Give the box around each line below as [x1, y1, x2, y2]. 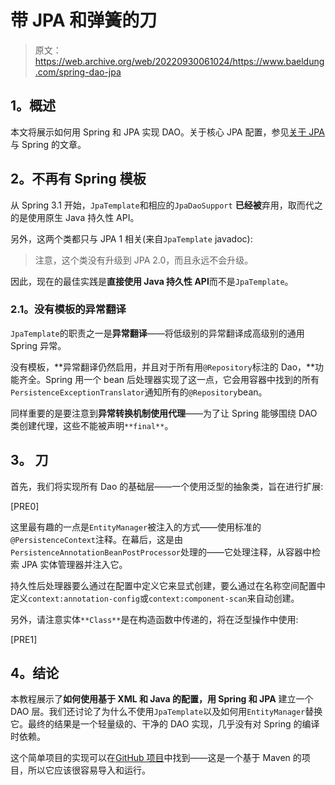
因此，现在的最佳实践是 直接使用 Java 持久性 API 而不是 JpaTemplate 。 [10, 275, 294, 287]
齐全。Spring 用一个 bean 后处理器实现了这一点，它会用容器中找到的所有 [18, 373, 320, 385]
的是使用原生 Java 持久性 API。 [10, 211, 140, 223]
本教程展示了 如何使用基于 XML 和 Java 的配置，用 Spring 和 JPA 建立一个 [10, 693, 314, 705]
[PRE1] [10, 633, 38, 645]
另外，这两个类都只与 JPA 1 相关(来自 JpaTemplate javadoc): [10, 232, 253, 245]
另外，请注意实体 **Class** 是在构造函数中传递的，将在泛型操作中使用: [10, 613, 299, 625]
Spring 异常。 [10, 339, 67, 351]
